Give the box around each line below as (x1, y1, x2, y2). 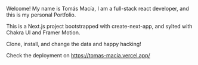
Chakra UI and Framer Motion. (6, 29, 81, 36)
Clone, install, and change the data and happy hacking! (6, 41, 141, 47)
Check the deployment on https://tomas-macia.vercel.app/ (6, 52, 150, 58)
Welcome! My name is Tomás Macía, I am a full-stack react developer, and (6, 5, 189, 12)
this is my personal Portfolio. (6, 11, 76, 18)
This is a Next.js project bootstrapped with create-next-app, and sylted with (6, 23, 193, 30)
